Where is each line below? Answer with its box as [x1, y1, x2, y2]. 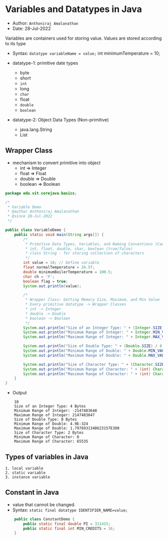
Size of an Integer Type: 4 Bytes [14, 404, 86, 409]
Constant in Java [5, 488, 59, 497]
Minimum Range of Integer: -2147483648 [14, 408, 97, 414]
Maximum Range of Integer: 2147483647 [14, 413, 95, 418]
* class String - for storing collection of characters [25, 251, 144, 256]
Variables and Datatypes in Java [5, 4, 142, 15]
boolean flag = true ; [23, 279, 68, 284]
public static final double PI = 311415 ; [23, 521, 111, 526]
